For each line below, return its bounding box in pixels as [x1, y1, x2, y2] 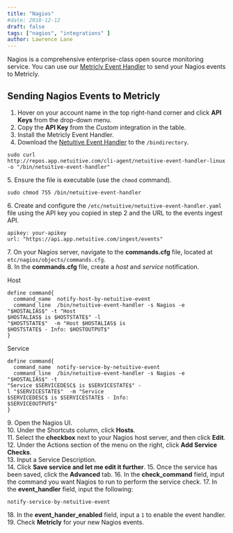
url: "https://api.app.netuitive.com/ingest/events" [7, 236, 163, 243]
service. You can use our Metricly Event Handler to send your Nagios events [7, 63, 226, 71]
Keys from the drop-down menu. [17, 115, 112, 124]
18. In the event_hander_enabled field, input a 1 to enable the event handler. [7, 510, 226, 518]
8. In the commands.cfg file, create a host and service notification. [7, 262, 200, 271]
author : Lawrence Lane [7, 36, 73, 43]
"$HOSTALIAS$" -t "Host [7, 307, 77, 315]
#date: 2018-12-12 [7, 17, 61, 24]
